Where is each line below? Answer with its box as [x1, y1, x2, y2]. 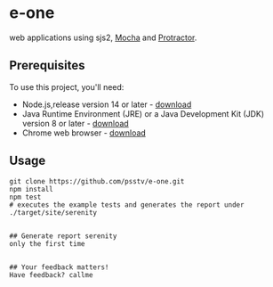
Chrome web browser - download [21, 127, 147, 138]
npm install [9, 184, 53, 193]
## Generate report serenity [9, 231, 117, 241]
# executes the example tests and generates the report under [9, 200, 245, 209]
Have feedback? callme [9, 270, 93, 279]
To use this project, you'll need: [9, 81, 124, 92]
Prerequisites [9, 58, 85, 73]
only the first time [9, 239, 86, 248]
